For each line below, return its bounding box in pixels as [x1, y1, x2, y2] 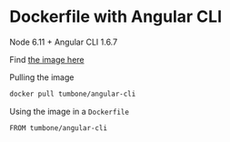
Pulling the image [9, 71, 75, 83]
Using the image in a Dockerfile [9, 106, 130, 117]
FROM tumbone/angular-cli [9, 123, 107, 133]
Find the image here [9, 54, 85, 65]
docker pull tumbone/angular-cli [9, 89, 136, 98]
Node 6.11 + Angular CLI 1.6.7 [9, 36, 118, 47]
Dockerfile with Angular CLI [9, 6, 223, 27]
